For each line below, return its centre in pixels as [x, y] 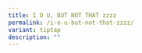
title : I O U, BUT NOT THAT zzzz [62, 15]
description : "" [34, 37]
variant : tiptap [34, 30]
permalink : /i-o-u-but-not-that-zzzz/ [71, 23]
